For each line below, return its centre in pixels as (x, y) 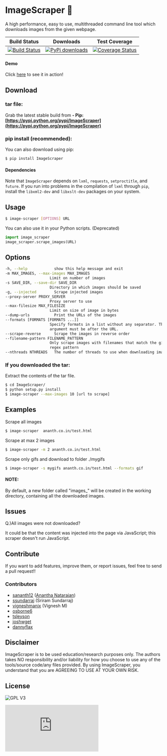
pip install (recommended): (39, 138)
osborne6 (22, 611)
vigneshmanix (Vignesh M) (40, 606)
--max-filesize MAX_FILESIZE (35, 306)
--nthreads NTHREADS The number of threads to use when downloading (80, 352)
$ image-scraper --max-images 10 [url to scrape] (58, 394)
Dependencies (21, 170)
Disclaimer (22, 642)
